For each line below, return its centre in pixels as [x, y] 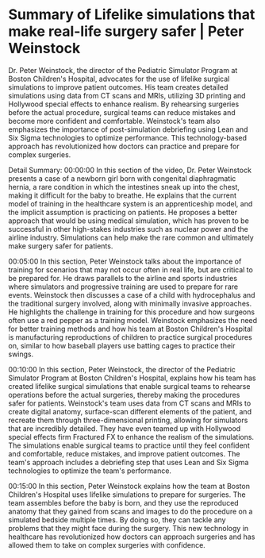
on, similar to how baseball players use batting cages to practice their [122, 345]
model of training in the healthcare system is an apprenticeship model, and [131, 203]
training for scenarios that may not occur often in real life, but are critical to [131, 269]
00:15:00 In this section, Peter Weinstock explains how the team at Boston [129, 486]
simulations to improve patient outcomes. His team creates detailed [118, 87]
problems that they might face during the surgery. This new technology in [129, 528]
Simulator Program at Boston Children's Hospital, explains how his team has [132, 378]
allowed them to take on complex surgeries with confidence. [107, 545]
